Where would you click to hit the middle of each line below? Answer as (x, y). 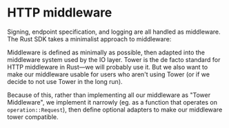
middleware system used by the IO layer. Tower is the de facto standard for (114, 59)
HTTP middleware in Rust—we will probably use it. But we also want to (108, 67)
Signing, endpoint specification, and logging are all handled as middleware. (114, 32)
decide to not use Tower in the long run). (65, 81)
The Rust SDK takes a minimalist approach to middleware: (89, 39)
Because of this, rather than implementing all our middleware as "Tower (109, 95)
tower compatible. (33, 117)
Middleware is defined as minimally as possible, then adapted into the (106, 52)
